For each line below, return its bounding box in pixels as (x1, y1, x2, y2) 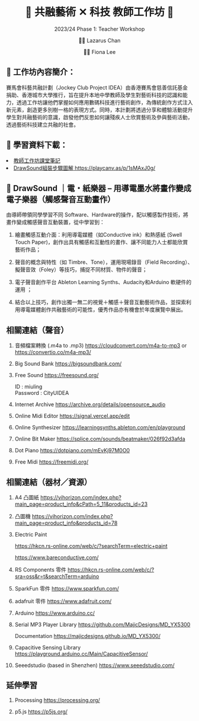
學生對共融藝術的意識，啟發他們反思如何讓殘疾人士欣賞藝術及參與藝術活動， (6, 113, 193, 120)
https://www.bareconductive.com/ (14, 554, 99, 561)
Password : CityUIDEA (14, 390, 69, 397)
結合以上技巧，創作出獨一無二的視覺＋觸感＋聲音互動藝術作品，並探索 (14, 299, 187, 306)
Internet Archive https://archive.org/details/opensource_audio (14, 401, 166, 408)
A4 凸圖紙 (14, 494, 40, 501)
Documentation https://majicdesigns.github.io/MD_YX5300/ (14, 633, 161, 639)
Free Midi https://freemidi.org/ (14, 458, 89, 465)
